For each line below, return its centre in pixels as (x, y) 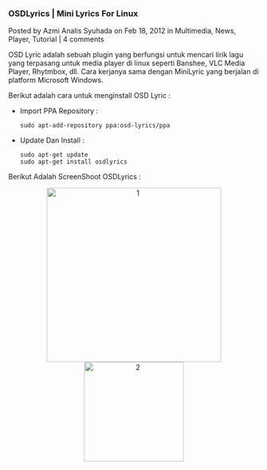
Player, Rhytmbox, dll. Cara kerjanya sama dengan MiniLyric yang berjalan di (133, 72)
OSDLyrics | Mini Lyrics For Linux (73, 14)
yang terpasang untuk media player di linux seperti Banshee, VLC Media (127, 63)
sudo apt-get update (54, 155)
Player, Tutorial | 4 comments (56, 39)
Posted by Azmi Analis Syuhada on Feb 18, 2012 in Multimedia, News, (122, 31)
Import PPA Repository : (59, 111)
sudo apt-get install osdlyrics (73, 162)
